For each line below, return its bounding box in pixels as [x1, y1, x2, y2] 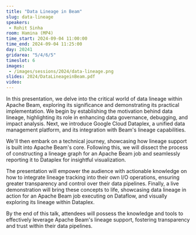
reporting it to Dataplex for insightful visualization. [6, 156, 126, 163]
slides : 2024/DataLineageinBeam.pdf [6, 74, 95, 80]
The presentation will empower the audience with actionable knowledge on [6, 168, 187, 174]
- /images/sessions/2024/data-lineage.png [8, 68, 114, 74]
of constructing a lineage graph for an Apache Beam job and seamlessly [6, 150, 180, 157]
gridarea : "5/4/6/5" [6, 52, 57, 58]
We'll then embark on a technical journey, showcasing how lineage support [6, 138, 187, 144]
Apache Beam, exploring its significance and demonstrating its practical [6, 102, 180, 108]
